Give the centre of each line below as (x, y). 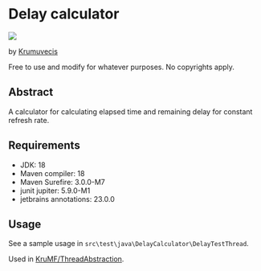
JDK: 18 (33, 165)
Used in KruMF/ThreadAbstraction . (66, 259)
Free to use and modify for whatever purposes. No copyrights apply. (122, 67)
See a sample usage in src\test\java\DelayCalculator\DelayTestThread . (128, 244)
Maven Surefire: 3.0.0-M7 (63, 182)
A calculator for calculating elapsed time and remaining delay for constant (130, 111)
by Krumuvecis (33, 51)
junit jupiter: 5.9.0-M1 (55, 191)
